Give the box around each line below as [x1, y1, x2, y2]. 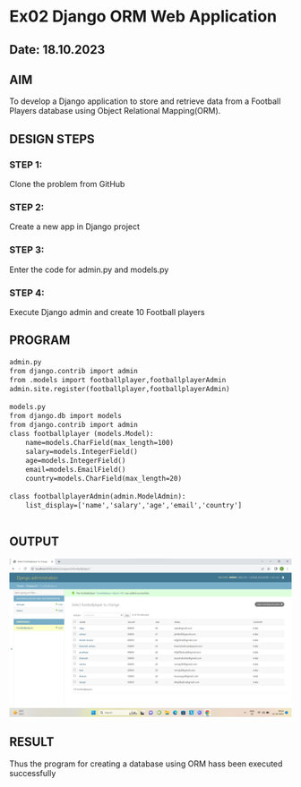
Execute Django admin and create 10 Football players [9, 306, 205, 317]
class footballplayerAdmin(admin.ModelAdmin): [9, 492, 186, 500]
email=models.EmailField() [25, 465, 126, 474]
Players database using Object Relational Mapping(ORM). [9, 106, 221, 116]
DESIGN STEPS [9, 132, 96, 147]
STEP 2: [9, 201, 45, 213]
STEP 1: [9, 158, 43, 171]
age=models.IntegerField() [25, 456, 126, 465]
